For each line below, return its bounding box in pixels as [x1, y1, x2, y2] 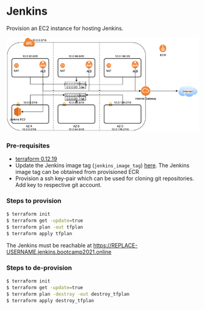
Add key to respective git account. [15, 181, 102, 188]
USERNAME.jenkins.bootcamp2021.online [6, 248, 112, 255]
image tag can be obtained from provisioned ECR [15, 168, 139, 175]
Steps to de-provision [6, 263, 72, 272]
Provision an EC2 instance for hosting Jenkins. [6, 25, 124, 32]
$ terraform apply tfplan [6, 230, 72, 236]
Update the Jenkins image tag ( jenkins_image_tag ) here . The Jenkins [15, 162, 190, 169]
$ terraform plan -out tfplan [6, 224, 84, 230]
